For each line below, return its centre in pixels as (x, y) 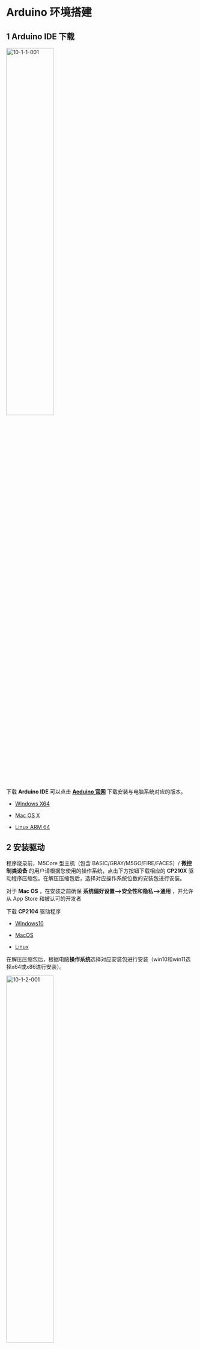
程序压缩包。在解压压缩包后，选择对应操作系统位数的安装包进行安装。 (98, 878)
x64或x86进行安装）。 (38, 966)
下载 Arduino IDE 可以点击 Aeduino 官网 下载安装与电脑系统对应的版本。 (96, 792)
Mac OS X (27, 815)
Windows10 (29, 923)
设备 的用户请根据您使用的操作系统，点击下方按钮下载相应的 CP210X (102, 871)
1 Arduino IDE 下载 (41, 36)
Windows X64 (32, 804)
